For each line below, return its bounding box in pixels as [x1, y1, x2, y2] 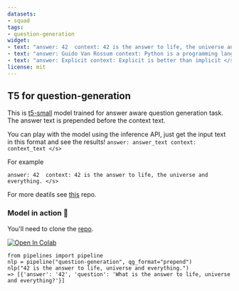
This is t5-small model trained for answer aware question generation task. [7, 108, 224, 118]
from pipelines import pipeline [7, 252, 103, 259]
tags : [7, 24, 23, 31]
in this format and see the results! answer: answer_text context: [7, 138, 197, 146]
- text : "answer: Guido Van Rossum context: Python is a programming [7, 51, 218, 58]
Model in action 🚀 [7, 208, 69, 218]
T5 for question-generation [7, 90, 132, 102]
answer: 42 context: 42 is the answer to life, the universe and [7, 172, 208, 179]
